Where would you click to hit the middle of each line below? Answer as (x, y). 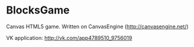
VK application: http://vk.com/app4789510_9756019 (69, 38)
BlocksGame (38, 10)
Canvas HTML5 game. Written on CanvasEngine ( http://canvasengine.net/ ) (97, 26)
